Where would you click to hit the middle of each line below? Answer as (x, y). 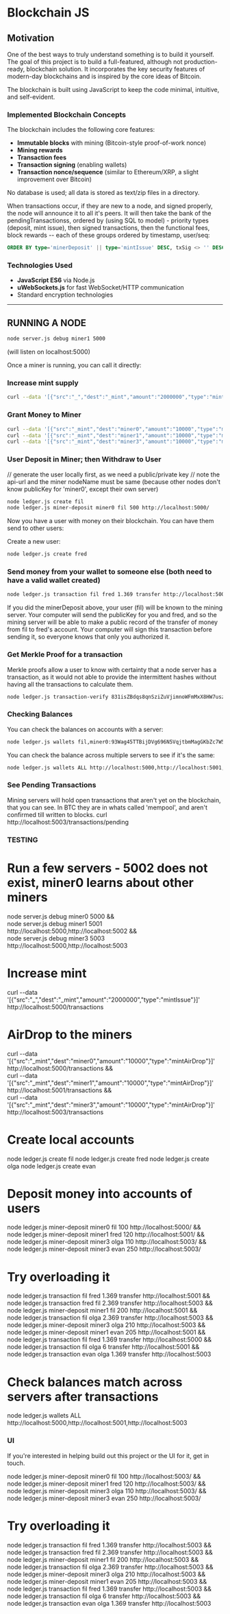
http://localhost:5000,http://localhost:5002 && (72, 931)
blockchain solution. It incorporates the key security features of (116, 69)
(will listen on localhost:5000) (49, 352)
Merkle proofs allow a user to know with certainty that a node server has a (112, 669)
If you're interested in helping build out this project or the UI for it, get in (108, 1455)
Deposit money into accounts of (100, 1194)
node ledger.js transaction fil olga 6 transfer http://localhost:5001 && (103, 1347)
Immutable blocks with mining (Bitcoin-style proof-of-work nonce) (112, 143)
